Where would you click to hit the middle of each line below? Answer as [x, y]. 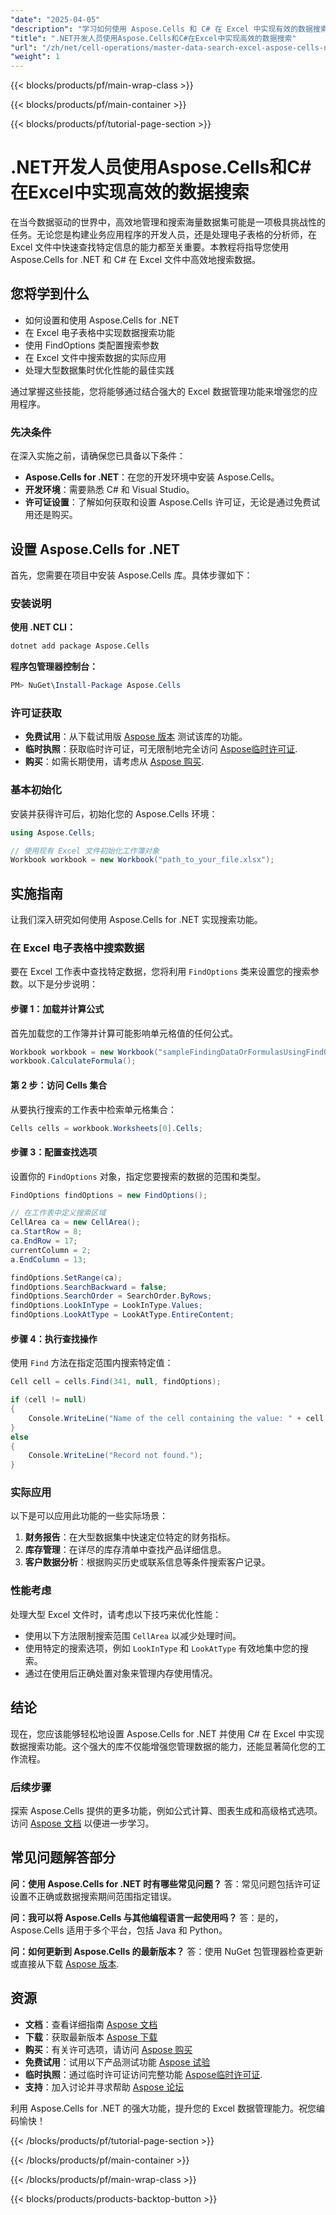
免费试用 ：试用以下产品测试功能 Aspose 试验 [117, 2062]
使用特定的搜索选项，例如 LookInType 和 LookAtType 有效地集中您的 [162, 1648]
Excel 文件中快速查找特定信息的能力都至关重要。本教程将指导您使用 [150, 247]
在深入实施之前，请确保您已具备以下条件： [98, 456]
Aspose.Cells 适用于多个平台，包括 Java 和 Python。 [119, 1930]
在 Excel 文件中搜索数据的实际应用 [95, 357]
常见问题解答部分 [63, 1857]
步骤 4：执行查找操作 [54, 1338]
